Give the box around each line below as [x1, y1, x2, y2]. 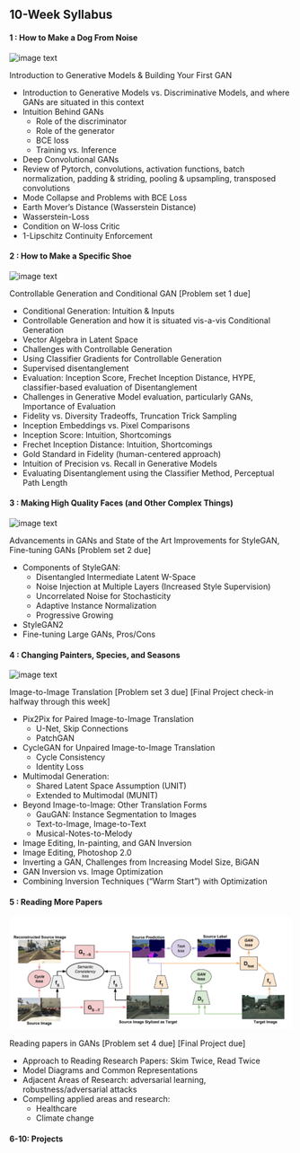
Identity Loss [35, 761, 84, 772]
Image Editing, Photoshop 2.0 [22, 848, 132, 858]
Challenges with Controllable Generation [22, 343, 172, 354]
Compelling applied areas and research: [22, 1094, 171, 1105]
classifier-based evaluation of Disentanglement [22, 382, 198, 392]
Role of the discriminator [35, 116, 128, 127]
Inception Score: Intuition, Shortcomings [22, 429, 172, 440]
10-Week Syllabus [9, 7, 113, 22]
